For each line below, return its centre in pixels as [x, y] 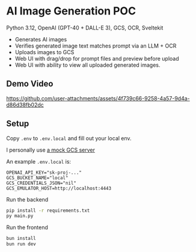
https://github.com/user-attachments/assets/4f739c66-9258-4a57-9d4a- [98, 98]
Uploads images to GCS [44, 52]
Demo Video [30, 84]
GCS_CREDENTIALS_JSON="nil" [41, 183]
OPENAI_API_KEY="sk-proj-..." [44, 173]
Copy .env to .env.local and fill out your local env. [69, 138]
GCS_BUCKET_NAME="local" [37, 178]
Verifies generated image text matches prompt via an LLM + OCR [96, 46]
